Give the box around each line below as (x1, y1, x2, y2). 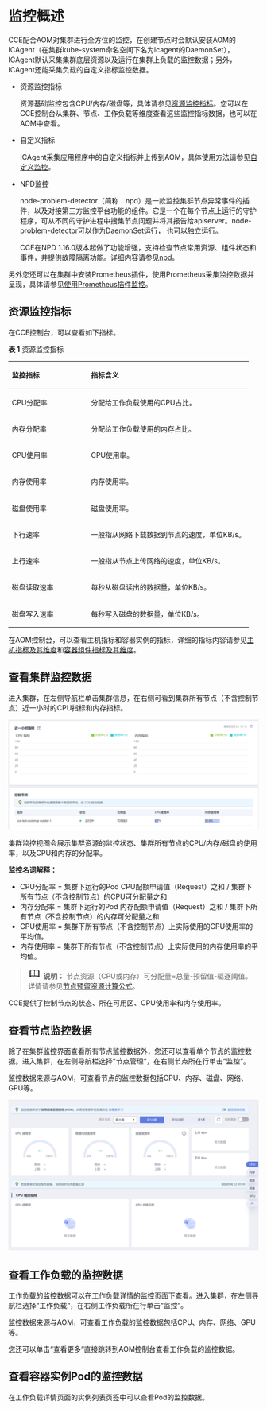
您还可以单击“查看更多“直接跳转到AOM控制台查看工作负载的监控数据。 (8, 1345, 240, 1354)
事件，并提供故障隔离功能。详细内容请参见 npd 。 (19, 252, 180, 262)
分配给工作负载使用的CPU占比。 (91, 397, 197, 407)
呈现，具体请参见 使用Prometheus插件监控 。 (8, 279, 153, 288)
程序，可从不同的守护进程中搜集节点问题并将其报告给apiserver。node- (19, 215, 252, 225)
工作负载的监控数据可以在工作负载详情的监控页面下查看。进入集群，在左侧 (8, 1291, 252, 1300)
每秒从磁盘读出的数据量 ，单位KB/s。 (91, 583, 211, 592)
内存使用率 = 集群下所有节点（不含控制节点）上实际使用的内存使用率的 (19, 942, 252, 951)
